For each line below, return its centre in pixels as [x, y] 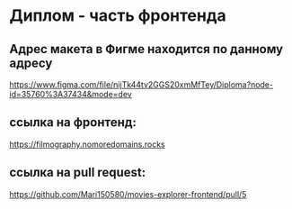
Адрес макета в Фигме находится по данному [146, 49]
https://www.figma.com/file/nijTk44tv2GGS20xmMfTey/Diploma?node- [142, 85]
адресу [31, 63]
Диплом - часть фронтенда [118, 16]
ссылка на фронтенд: [73, 123]
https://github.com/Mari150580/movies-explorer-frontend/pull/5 [128, 194]
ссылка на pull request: [78, 173]
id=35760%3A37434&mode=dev [71, 94]
